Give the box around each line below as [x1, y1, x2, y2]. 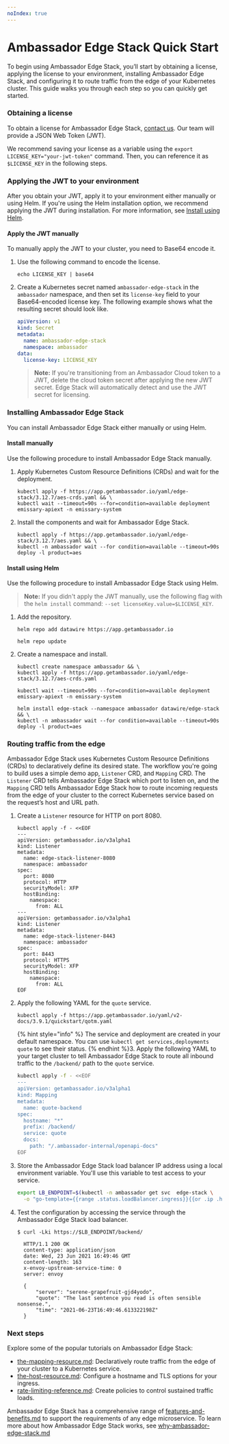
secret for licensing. [33, 391, 91, 399]
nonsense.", [16, 1300, 51, 1308]
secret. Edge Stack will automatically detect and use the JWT [33, 383, 207, 391]
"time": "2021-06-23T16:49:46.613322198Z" [35, 1306, 159, 1313]
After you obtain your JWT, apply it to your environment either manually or [7, 192, 217, 200]
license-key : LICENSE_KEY [23, 356, 97, 363]
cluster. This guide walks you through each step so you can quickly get [7, 84, 207, 93]
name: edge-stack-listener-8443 [23, 933, 116, 940]
